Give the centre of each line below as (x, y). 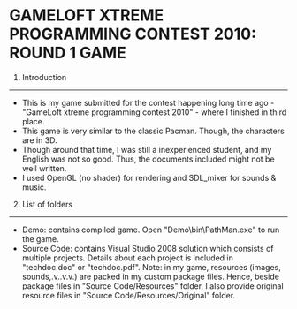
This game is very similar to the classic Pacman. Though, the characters (153, 131)
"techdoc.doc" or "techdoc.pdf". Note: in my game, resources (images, (151, 267)
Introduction (44, 77)
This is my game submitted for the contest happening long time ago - (148, 102)
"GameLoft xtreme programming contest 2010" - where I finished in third (154, 112)
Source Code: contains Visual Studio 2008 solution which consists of (148, 248)
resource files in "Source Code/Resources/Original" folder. (129, 295)
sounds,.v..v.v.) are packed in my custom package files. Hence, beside (151, 276)
